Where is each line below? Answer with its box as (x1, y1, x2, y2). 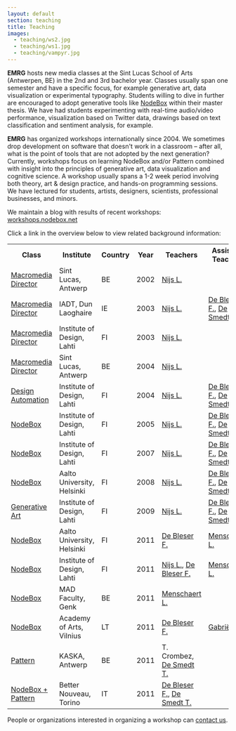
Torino (58, 697, 81, 707)
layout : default (7, 10, 55, 18)
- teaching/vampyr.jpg (13, 50, 80, 57)
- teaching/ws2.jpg (13, 37, 71, 44)
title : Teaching (7, 23, 55, 30)
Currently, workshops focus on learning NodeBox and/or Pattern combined (7, 157, 225, 165)
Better (58, 680, 79, 690)
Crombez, (161, 651, 195, 661)
